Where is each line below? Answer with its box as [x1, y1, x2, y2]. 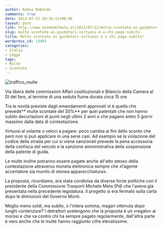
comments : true [5, 12, 36, 17]
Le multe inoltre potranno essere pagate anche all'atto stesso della [5, 159, 138, 164]
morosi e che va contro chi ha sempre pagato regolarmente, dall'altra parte [5, 213, 155, 219]
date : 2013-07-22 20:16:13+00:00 [5, 16, 73, 21]
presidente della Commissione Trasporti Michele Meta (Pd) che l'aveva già [5, 183, 154, 189]
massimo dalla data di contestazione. [5, 119, 79, 124]
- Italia [5, 48, 23, 53]
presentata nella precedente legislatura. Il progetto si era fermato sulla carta [5, 188, 157, 194]
